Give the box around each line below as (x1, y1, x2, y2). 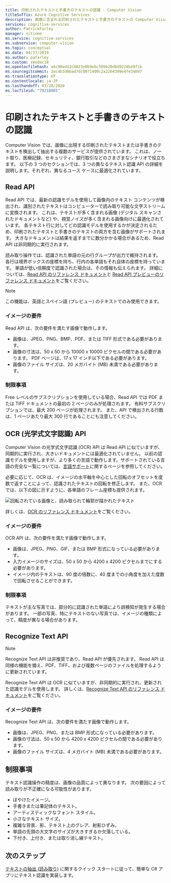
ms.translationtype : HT (5, 74, 56, 79)
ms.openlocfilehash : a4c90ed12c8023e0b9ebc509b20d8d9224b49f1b (5, 64, 142, 69)
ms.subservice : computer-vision (5, 41, 74, 46)
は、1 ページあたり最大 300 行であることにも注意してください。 (5, 413, 139, 419)
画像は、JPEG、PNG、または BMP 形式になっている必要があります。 (12, 730, 157, 736)
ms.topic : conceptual (5, 45, 51, 50)
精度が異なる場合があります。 (18, 617, 80, 623)
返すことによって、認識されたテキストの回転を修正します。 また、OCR (14, 480, 162, 487)
